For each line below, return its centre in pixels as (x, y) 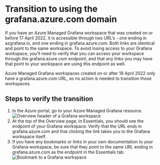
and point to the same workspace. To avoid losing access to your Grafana (79, 48)
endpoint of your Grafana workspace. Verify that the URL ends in (77, 126)
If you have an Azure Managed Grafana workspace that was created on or (79, 33)
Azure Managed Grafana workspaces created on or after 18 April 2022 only (80, 73)
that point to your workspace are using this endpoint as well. (65, 64)
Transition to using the (51, 9)
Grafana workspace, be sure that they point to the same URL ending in (82, 147)
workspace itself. (29, 136)
